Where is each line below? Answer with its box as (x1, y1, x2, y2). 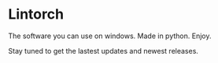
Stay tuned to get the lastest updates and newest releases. (8, 46, 199, 55)
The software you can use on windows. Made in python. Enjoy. (8, 31, 212, 40)
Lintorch (8, 5, 65, 23)
